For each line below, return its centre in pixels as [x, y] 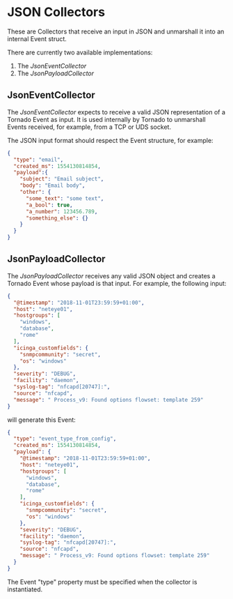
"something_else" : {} [57, 218]
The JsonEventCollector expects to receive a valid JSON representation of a [116, 112]
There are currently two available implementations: [80, 52]
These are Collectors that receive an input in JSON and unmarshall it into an [116, 31]
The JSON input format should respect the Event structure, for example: [110, 140]
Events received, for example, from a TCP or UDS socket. [89, 127]
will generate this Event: [42, 420]
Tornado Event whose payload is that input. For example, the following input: [117, 283]
